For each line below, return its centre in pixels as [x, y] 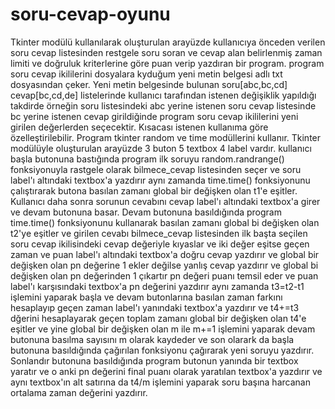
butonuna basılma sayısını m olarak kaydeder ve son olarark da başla [152, 339]
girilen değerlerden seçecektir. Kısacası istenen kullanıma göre [139, 127]
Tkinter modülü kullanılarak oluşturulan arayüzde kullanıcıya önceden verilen [168, 42]
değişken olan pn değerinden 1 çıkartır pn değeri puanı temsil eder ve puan [164, 275]
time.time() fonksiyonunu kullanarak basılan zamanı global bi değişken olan [165, 222]
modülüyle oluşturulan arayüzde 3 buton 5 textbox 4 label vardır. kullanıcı [161, 148]
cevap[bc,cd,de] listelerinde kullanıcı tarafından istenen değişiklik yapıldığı [163, 95]
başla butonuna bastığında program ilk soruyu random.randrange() [147, 159]
